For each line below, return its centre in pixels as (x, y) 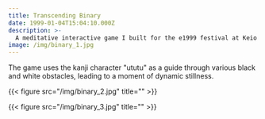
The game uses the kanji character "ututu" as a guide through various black (132, 67)
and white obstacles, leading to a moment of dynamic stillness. (111, 76)
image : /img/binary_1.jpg (51, 45)
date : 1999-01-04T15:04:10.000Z (61, 23)
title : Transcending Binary (55, 15)
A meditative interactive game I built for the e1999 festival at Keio (136, 38)
